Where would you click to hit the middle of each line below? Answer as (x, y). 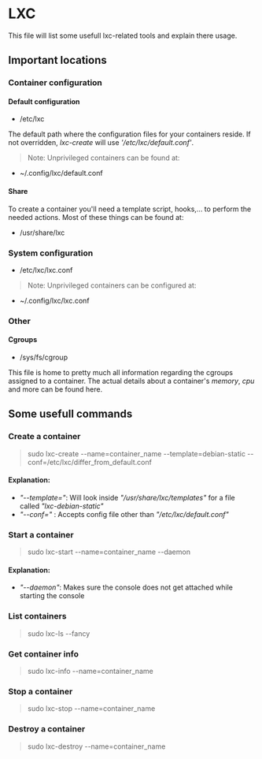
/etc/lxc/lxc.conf (46, 270)
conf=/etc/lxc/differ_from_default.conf (89, 462)
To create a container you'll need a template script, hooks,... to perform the (130, 209)
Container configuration (55, 83)
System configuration (51, 253)
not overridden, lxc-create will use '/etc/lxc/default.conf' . (101, 143)
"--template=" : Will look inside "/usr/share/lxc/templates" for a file (127, 497)
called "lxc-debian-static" (61, 506)
